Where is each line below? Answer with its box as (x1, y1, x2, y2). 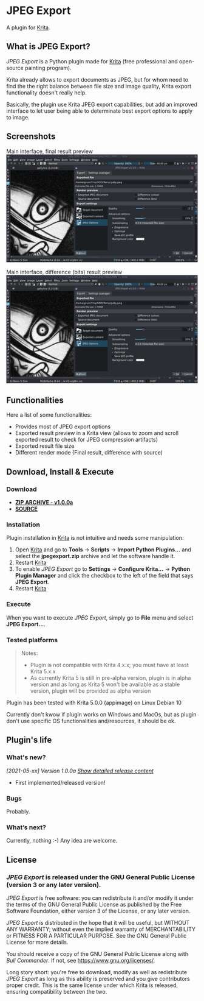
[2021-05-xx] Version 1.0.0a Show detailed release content (6, 767, 154, 774)
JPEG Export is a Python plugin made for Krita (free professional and (6, 57, 178, 65)
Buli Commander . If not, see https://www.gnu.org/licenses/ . (6, 957, 155, 964)
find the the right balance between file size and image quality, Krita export (6, 82, 191, 90)
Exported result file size (15, 442, 75, 450)
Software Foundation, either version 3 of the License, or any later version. (6, 907, 191, 914)
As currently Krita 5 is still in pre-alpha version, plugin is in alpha (30, 674, 191, 681)
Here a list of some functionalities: (6, 411, 92, 419)
